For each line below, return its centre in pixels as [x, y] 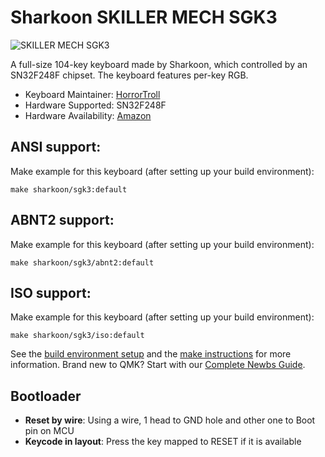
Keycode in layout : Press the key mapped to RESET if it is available [163, 442]
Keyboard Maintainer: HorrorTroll [92, 94]
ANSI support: [56, 147]
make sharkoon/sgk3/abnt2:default [82, 262]
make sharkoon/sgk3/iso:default [77, 336]
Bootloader [46, 396]
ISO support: [51, 292]
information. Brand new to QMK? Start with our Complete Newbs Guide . [158, 365]
